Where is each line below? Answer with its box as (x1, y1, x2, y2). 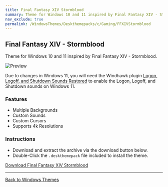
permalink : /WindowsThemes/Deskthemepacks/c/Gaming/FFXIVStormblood (5, 21, 151, 27)
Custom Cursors (12, 118, 46, 124)
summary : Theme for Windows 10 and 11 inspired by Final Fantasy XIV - (5, 12, 157, 17)
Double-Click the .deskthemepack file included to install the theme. (12, 152, 148, 158)
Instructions (5, 136, 36, 143)
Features (5, 96, 27, 103)
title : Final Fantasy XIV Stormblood (5, 7, 84, 13)
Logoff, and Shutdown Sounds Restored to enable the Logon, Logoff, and (5, 78, 156, 84)
